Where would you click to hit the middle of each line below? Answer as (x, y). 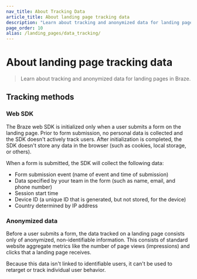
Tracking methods (40, 97)
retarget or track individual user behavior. (56, 270)
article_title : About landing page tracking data (68, 17)
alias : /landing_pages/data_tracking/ (53, 33)
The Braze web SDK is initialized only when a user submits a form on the (94, 126)
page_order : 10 (25, 28)
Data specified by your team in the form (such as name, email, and (95, 180)
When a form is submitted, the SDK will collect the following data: (85, 163)
